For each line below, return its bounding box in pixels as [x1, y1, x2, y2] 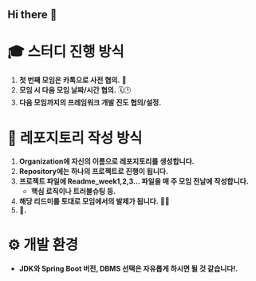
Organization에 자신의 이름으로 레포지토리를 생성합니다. [18, 156, 195, 166]
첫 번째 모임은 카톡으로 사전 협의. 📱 [18, 75, 127, 85]
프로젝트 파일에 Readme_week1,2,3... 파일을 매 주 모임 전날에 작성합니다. [18, 176, 249, 186]
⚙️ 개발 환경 [7, 236, 79, 254]
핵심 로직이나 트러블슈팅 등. [30, 187, 116, 196]
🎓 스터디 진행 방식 [7, 42, 124, 61]
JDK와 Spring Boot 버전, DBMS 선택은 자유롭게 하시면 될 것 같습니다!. [18, 264, 238, 274]
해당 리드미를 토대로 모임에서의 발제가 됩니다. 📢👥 [18, 196, 170, 206]
